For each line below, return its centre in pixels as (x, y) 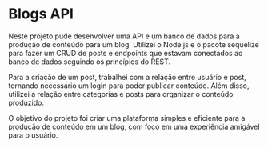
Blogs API (41, 14)
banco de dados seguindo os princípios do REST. (89, 62)
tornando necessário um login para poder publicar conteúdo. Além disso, (129, 86)
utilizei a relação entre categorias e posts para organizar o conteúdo (121, 94)
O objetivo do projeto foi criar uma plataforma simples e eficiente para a (127, 118)
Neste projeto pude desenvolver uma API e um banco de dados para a (124, 36)
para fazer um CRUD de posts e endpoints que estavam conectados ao (126, 53)
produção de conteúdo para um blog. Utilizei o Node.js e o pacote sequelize (134, 44)
